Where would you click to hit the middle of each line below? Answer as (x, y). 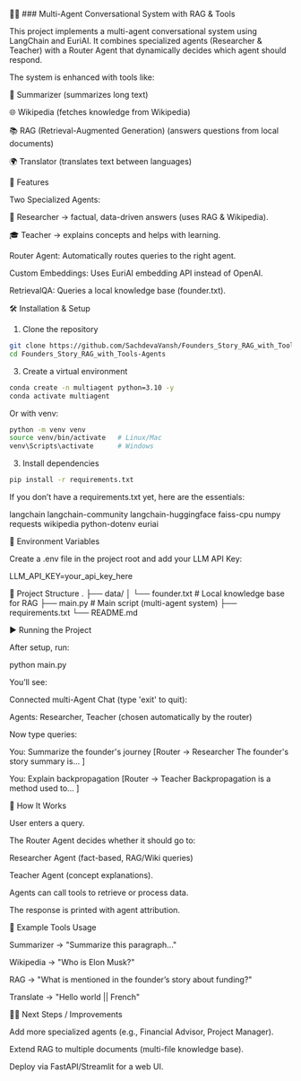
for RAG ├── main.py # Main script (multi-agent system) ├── (123, 603)
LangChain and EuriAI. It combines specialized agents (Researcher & (136, 41)
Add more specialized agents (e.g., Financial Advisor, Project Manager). (142, 1032)
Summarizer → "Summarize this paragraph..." (93, 945)
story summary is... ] (47, 761)
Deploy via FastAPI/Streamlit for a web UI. (86, 1067)
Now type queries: (43, 734)
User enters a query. (47, 823)
